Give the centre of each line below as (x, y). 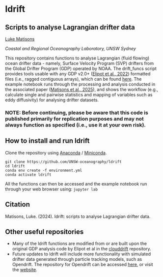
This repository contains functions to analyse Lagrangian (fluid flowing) (77, 58)
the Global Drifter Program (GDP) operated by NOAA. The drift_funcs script (81, 68)
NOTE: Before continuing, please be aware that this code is (77, 113)
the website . (25, 270)
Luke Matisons (20, 39)
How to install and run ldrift (47, 141)
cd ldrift (15, 166)
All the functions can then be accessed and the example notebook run (76, 184)
